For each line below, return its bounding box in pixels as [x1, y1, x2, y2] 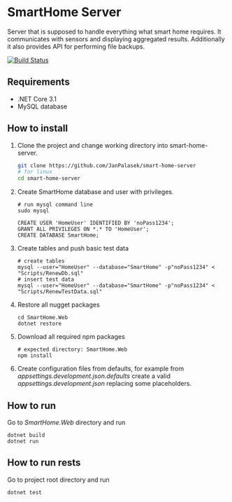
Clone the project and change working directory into [17, 141, 168, 149]
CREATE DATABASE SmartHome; [17, 232, 99, 239]
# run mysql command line [17, 201, 93, 209]
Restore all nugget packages [17, 300, 100, 309]
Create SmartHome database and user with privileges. [17, 188, 174, 196]
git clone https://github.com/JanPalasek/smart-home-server [17, 162, 196, 169]
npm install [17, 352, 52, 359]
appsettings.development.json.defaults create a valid [17, 372, 171, 380]
